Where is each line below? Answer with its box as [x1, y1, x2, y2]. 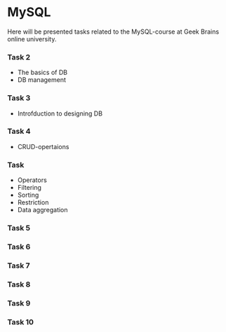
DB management [17, 76, 67, 84]
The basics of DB [17, 68, 68, 77]
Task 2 [7, 52, 31, 62]
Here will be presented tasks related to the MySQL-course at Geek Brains [7, 27, 220, 36]
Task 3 [7, 93, 31, 103]
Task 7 [7, 261, 30, 270]
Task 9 [7, 298, 31, 308]
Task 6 [7, 242, 31, 251]
